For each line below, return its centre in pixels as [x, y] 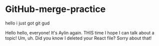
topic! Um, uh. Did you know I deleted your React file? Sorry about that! [78, 38]
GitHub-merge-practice [55, 9]
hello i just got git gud [27, 23]
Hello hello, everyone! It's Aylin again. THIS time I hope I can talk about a [80, 32]
